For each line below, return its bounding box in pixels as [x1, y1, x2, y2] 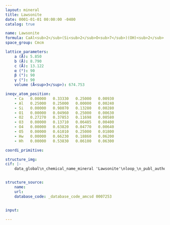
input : [5, 207, 19, 213]
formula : [5, 35, 24, 41]
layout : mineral [5, 7, 39, 13]
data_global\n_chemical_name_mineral [14, 166, 94, 171]
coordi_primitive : [5, 147, 44, 153]
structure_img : [5, 157, 37, 162]
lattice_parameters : [5, 49, 49, 54]
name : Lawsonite [5, 31, 39, 36]
